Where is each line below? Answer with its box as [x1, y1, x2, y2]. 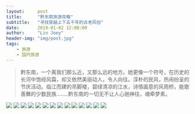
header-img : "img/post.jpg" [6, 35, 75, 41]
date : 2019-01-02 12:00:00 [6, 24, 88, 31]
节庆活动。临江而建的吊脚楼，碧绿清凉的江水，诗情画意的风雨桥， [20, 83, 179, 90]
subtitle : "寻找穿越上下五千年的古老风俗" [6, 19, 104, 25]
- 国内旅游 [16, 52, 40, 58]
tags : [6, 41, 19, 47]
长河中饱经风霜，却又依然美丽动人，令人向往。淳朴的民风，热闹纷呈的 [20, 76, 190, 83]
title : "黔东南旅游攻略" [6, 14, 74, 20]
